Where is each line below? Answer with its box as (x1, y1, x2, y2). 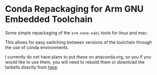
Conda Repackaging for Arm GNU (5, 3, 144, 15)
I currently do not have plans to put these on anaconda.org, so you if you (5, 54, 151, 59)
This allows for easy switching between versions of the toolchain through (5, 39, 152, 45)
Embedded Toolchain (5, 14, 93, 25)
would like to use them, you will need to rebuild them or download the (5, 59, 145, 65)
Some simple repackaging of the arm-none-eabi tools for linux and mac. (5, 30, 148, 36)
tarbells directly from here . (5, 64, 59, 70)
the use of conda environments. (5, 44, 69, 50)
